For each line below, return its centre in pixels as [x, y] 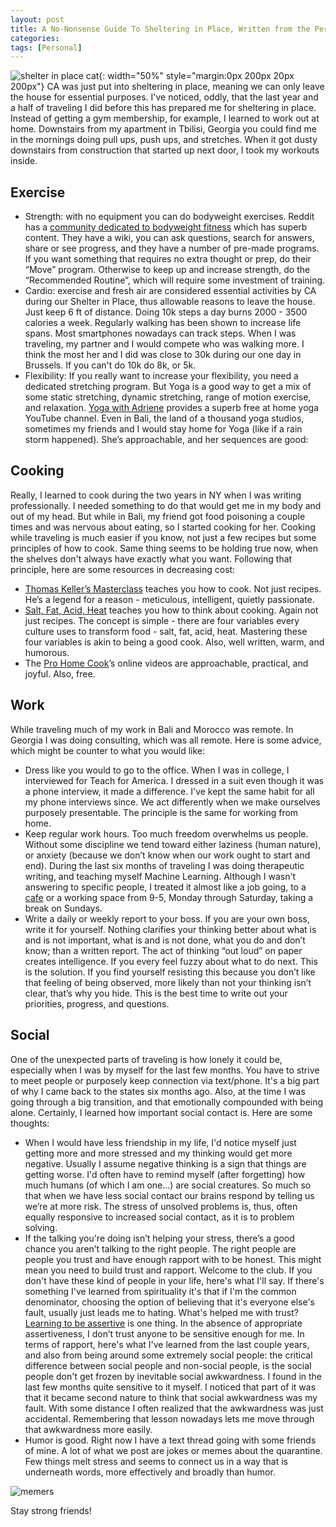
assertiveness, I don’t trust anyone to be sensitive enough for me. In [164, 1333]
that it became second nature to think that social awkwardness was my [171, 1397]
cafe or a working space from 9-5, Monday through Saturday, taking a [169, 897]
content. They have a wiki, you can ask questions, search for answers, [169, 238]
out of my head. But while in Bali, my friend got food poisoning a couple [158, 516]
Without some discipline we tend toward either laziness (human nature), [173, 844]
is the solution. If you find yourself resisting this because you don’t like [170, 972]
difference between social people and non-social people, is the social [168, 1365]
